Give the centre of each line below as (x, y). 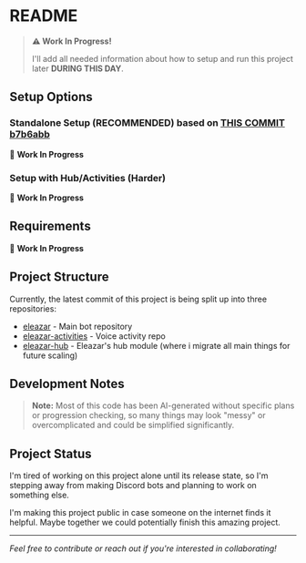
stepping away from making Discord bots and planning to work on (133, 486)
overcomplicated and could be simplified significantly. (133, 425)
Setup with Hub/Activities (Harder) (88, 178)
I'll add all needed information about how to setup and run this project (163, 58)
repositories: (33, 308)
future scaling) (50, 355)
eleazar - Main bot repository (77, 326)
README (44, 16)
